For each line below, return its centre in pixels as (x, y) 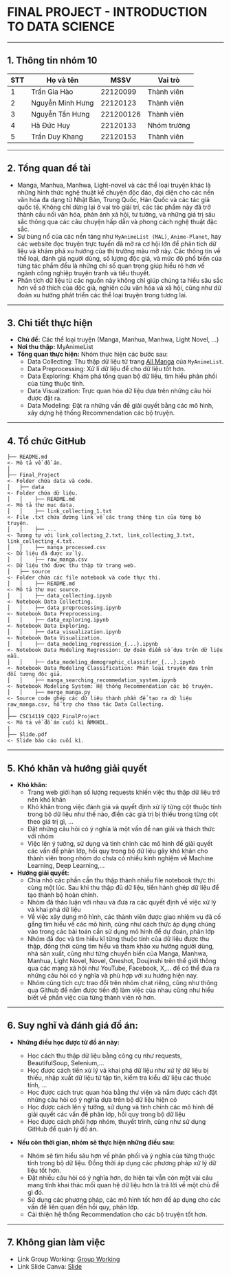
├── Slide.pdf (27, 735)
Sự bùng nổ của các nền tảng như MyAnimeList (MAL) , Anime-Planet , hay (119, 236)
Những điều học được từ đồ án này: (68, 1042)
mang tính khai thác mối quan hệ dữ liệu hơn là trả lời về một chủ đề (123, 1185)
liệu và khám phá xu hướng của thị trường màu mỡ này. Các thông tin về (119, 251)
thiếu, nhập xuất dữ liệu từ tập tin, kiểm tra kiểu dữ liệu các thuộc (119, 1078)
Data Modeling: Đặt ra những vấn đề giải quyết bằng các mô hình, (121, 406)
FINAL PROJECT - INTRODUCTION (107, 12)
